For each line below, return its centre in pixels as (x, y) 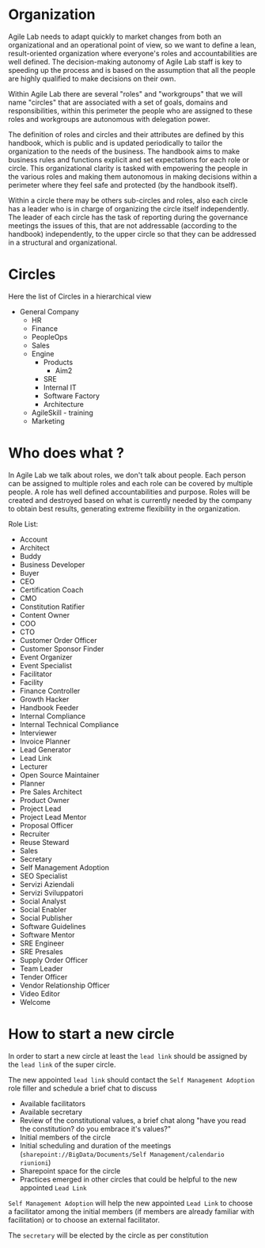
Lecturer (34, 767)
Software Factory (72, 396)
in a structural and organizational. (62, 242)
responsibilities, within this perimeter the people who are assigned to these (131, 110)
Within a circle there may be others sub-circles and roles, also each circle (128, 200)
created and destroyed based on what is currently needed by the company (130, 500)
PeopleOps (49, 337)
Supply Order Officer (54, 960)
